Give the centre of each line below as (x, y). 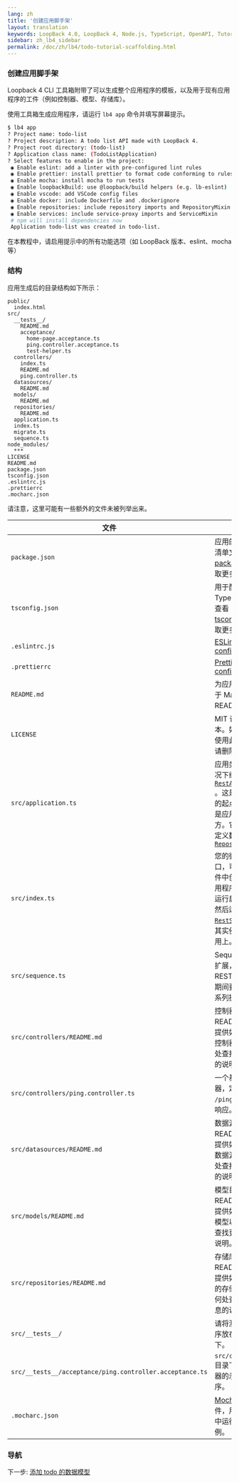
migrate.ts (30, 432)
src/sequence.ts (38, 975)
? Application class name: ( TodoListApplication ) (83, 154)
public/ (19, 301)
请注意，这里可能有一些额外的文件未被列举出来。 (79, 508)
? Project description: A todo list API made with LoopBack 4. (103, 141)
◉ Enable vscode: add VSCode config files (74, 194)
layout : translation (38, 27)
